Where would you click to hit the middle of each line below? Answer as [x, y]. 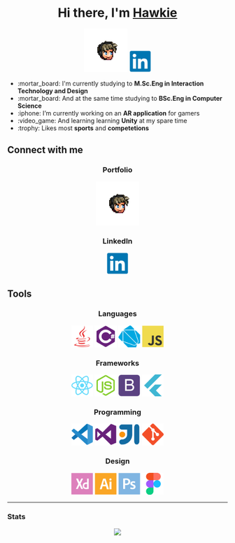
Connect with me [45, 150]
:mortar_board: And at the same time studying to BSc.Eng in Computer [120, 98]
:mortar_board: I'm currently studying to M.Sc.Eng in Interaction [111, 83]
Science [29, 106]
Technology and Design [53, 91]
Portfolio [117, 170]
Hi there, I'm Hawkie [117, 13]
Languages [117, 314]
